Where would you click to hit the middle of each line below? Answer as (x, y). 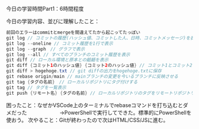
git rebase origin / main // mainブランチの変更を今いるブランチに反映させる (92, 76)
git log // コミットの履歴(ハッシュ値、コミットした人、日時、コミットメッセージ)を (98, 38)
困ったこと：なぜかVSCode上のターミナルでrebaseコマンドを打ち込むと (95, 105)
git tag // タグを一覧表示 (36, 88)
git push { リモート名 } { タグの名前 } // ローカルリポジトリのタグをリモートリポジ (96, 93)
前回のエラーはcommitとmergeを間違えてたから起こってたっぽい (73, 33)
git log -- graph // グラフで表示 (46, 49)
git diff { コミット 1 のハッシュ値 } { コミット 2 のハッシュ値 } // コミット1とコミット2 (99, 66)
